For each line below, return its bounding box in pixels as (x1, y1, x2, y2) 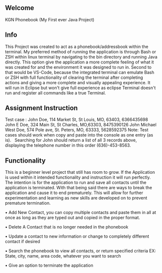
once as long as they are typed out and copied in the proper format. (5, 215, 140, 221)
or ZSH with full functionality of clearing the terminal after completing (5, 75, 144, 80)
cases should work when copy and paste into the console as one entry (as (5, 132, 153, 138)
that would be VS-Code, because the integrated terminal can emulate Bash (5, 69, 155, 75)
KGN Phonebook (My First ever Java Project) (5, 16, 95, 22)
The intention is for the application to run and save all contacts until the (5, 180, 147, 185)
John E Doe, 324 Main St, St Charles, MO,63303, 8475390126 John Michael (5, 122, 157, 128)
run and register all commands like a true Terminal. (5, 90, 106, 96)
